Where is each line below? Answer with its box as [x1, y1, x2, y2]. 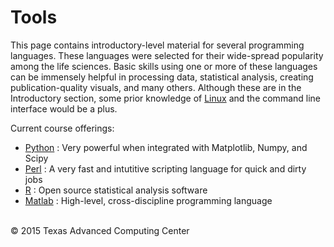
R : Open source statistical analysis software [24, 184, 208, 196]
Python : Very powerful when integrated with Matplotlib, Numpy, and [24, 141, 308, 153]
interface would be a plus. [10, 102, 118, 115]
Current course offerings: [10, 122, 115, 134]
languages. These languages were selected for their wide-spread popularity [10, 49, 324, 61]
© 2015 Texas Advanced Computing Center [10, 224, 190, 236]
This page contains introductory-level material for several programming [10, 39, 305, 51]
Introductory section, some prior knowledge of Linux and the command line [10, 92, 322, 104]
